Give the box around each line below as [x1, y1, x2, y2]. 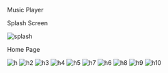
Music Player [7, 6, 44, 14]
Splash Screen [7, 19, 48, 27]
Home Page [7, 46, 40, 53]
